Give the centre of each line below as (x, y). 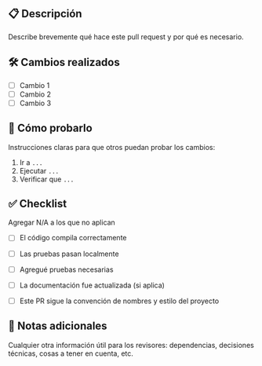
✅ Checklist (38, 204)
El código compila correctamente (73, 238)
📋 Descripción (45, 14)
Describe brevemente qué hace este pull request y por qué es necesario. (126, 37)
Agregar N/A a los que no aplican (62, 222)
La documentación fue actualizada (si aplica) (92, 285)
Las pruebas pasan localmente (69, 254)
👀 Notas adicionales (58, 326)
